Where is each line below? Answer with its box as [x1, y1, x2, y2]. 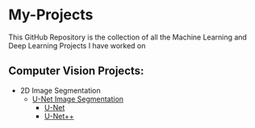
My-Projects [8, 6, 94, 24]
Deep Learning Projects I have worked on [8, 40, 146, 50]
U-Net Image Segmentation [31, 94, 123, 104]
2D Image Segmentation [19, 85, 101, 95]
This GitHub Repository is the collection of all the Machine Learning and [8, 32, 248, 42]
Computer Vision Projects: [8, 64, 144, 78]
